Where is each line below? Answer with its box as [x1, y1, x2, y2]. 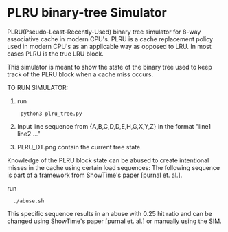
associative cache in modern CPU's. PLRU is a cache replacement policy [7, 34, 214, 43]
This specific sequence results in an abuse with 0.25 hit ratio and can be [7, 209, 213, 218]
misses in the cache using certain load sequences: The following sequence [7, 163, 220, 171]
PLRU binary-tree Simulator [7, 5, 167, 21]
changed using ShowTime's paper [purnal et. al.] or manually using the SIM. [7, 217, 222, 225]
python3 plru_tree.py [20, 110, 82, 117]
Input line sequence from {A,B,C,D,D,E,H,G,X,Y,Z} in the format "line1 [16, 122, 212, 130]
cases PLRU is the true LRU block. [7, 50, 104, 58]
